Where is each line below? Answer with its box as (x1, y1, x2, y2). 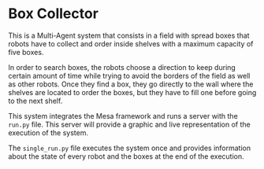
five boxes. (8, 47, 44, 57)
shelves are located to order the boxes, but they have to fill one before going (8, 87, 257, 97)
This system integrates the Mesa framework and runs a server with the (8, 111, 238, 120)
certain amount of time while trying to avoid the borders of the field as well (8, 71, 251, 80)
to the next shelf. (8, 96, 63, 105)
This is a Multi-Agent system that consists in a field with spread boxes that (8, 31, 250, 40)
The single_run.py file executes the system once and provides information (8, 143, 251, 152)
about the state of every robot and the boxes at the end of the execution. (8, 151, 244, 161)
